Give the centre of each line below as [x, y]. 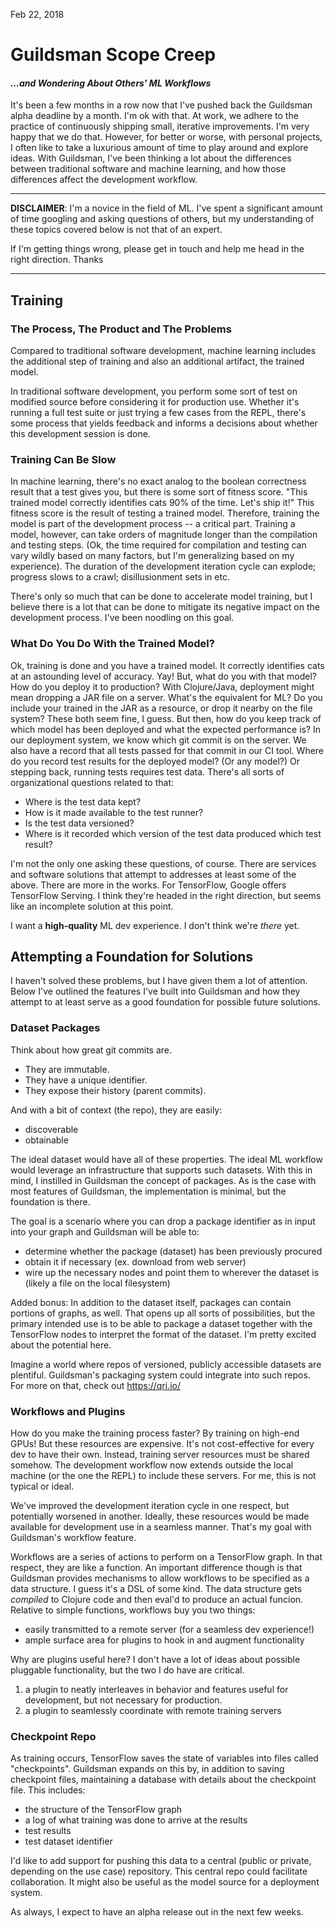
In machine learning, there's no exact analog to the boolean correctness [158, 481]
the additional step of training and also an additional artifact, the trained [157, 361]
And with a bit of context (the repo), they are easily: [116, 1110]
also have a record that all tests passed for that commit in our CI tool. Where [167, 750]
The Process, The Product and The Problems [121, 329]
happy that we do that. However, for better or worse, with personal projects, [166, 137]
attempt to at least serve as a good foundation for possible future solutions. [165, 1002]
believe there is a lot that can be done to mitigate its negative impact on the [165, 607]
